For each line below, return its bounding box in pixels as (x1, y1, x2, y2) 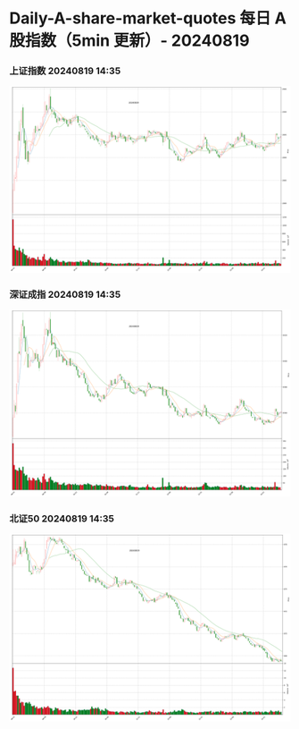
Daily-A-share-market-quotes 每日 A (9, 8, 287, 29)
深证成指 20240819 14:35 (9, 288, 121, 301)
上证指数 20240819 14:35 (9, 64, 121, 77)
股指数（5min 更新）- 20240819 (9, 30, 250, 51)
